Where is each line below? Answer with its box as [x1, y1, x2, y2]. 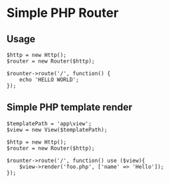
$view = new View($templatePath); [6, 126, 108, 133]
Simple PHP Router [6, 5, 119, 21]
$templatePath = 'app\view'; [6, 120, 92, 127]
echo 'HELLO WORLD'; [19, 76, 79, 83]
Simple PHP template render [6, 101, 133, 113]
